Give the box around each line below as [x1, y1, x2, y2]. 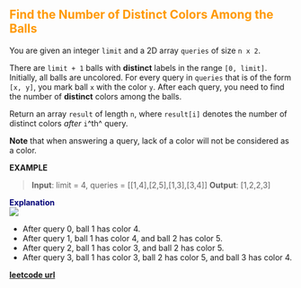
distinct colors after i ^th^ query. [9, 118, 128, 128]
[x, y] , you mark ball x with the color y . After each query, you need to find [9, 81, 285, 92]
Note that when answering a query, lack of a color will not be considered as [9, 135, 290, 146]
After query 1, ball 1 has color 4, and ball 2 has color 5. [22, 232, 223, 243]
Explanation [9, 196, 56, 207]
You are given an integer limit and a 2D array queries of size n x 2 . [9, 45, 261, 56]
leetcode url [9, 269, 56, 280]
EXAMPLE [9, 161, 48, 173]
